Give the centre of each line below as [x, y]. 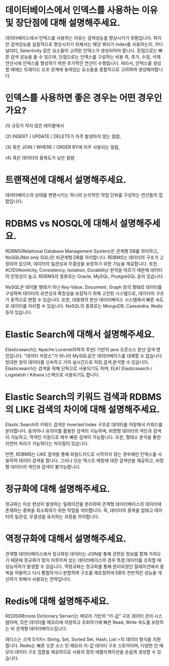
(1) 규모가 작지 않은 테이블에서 [35, 125]
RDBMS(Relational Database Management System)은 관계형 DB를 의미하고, [82, 251]
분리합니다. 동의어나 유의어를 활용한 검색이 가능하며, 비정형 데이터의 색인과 [79, 431]
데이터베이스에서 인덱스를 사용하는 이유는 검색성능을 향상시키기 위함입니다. [79, 38]
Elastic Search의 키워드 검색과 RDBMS [83, 397]
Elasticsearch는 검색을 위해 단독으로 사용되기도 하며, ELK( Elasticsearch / [79, 368]
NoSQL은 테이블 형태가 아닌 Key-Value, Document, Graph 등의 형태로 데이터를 [84, 287]
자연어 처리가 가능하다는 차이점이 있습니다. [47, 443]
